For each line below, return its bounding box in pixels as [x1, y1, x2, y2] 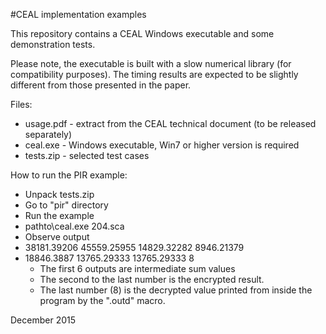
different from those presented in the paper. [10, 79, 192, 91]
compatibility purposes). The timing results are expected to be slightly [10, 69, 299, 80]
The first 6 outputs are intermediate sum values [39, 263, 236, 274]
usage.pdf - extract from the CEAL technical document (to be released [24, 118, 317, 129]
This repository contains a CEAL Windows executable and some [10, 28, 275, 39]
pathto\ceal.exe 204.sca [24, 220, 125, 232]
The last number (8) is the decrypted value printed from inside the [39, 284, 313, 296]
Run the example [24, 210, 95, 221]
